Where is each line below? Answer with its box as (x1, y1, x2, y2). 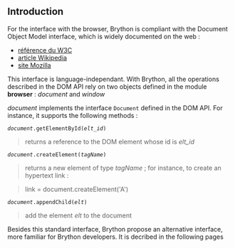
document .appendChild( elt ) (7, 198, 88, 205)
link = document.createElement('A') (24, 185, 129, 193)
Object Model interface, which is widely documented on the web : (7, 32, 201, 41)
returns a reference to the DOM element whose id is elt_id (24, 137, 194, 146)
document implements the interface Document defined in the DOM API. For (7, 103, 223, 112)
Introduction (7, 6, 64, 18)
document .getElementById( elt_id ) (7, 124, 107, 132)
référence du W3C (17, 45, 73, 54)
